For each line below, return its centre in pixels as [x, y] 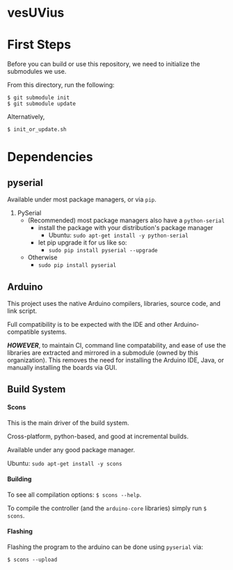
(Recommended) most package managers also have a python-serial [126, 220]
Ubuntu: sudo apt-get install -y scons [65, 463]
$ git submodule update [42, 104]
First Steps [39, 45]
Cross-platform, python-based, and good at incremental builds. [98, 436]
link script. [22, 311]
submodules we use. [37, 72]
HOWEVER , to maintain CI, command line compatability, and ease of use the [116, 345]
